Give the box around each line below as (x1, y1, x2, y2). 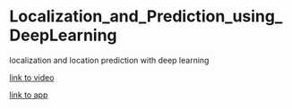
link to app (9, 89, 48, 100)
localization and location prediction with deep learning (9, 54, 210, 65)
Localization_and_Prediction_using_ (9, 6, 283, 27)
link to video (9, 71, 55, 82)
